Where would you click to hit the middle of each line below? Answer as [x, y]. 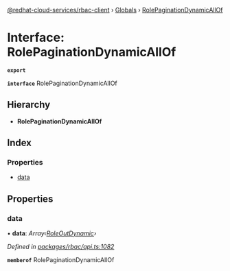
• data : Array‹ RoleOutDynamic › [52, 233]
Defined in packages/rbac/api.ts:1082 [61, 247]
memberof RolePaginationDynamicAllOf [61, 260]
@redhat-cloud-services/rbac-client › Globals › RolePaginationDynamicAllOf [115, 10]
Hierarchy [29, 105]
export [16, 70]
